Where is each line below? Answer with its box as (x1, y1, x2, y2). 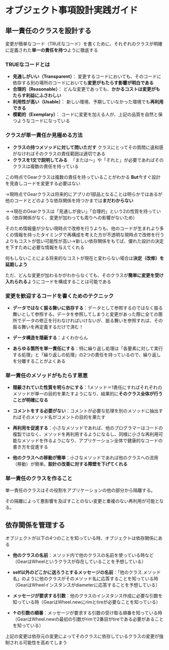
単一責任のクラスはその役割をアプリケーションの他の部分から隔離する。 (5, 487, 155, 493)
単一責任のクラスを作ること (5, 475, 73, 482)
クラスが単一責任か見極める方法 (5, 132, 83, 139)
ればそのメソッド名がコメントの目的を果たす (12, 414, 106, 420)
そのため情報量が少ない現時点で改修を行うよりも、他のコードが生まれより (5, 225, 160, 231)
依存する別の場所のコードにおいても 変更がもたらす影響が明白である (12, 80, 154, 86)
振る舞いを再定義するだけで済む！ (12, 324, 84, 330)
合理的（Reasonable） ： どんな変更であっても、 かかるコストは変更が (12, 86, 156, 92)
